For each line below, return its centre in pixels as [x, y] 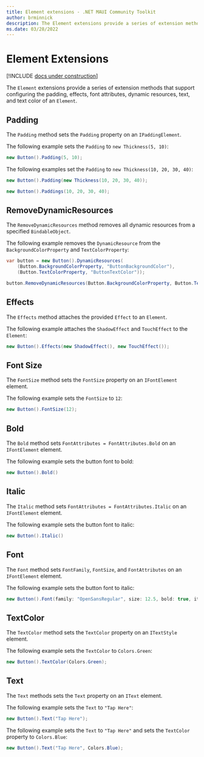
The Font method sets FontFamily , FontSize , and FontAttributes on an [94, 569]
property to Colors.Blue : [37, 737]
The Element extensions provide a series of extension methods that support [100, 88]
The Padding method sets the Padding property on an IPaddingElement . [94, 134]
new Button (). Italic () [35, 536]
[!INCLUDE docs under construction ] [52, 76]
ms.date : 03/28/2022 [32, 29]
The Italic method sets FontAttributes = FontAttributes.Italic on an [97, 506]
